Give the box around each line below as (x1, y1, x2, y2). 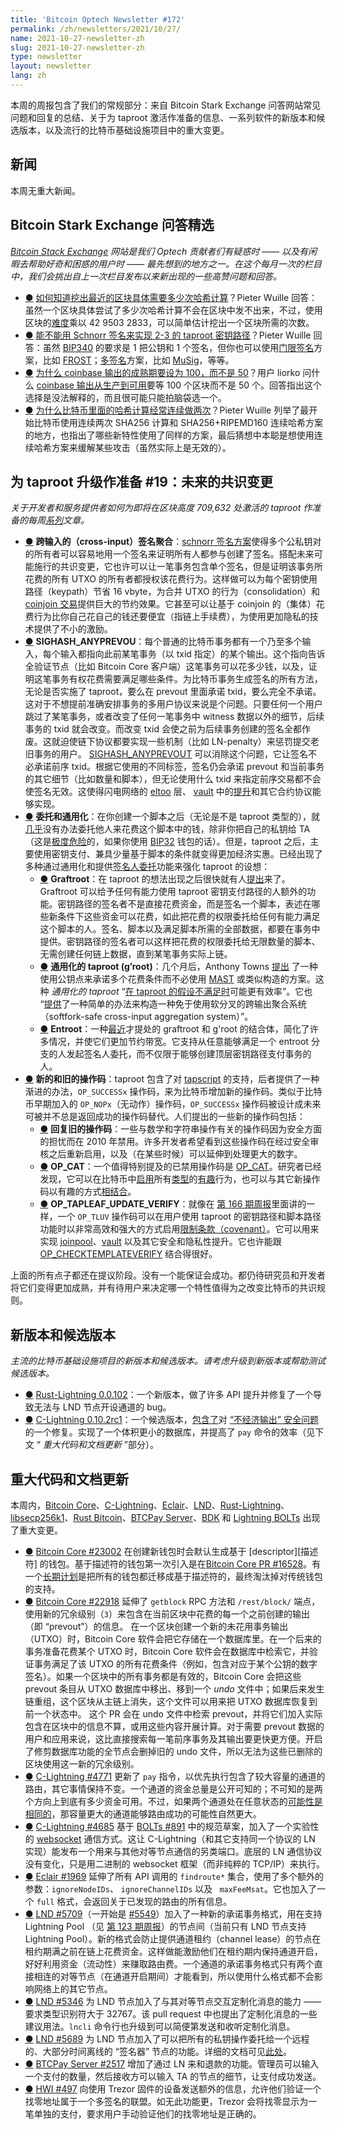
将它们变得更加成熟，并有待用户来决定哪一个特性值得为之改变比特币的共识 (10, 1282, 317, 1294)
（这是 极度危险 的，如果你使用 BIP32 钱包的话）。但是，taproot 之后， (24, 836, 311, 848)
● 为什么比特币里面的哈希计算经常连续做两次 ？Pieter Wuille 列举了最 (24, 404, 310, 416)
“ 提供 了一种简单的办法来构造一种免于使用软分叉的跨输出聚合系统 (39, 998, 307, 1010)
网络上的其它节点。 (33, 1982, 113, 1995)
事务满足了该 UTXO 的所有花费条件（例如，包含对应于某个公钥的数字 (33, 1657, 318, 1670)
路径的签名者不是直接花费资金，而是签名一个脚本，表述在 (74, 898, 312, 910)
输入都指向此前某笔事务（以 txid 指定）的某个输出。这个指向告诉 (59, 648, 326, 660)
